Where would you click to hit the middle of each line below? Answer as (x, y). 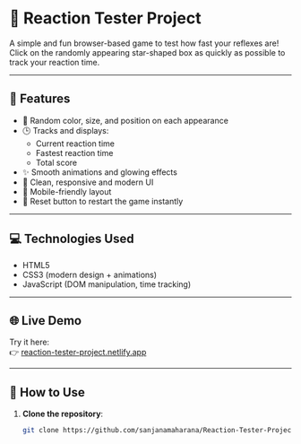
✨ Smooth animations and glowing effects (99, 172)
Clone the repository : (63, 414)
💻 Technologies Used (72, 239)
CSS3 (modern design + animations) (90, 274)
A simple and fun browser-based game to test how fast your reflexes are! (144, 43)
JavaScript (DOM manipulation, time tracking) (107, 284)
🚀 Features (40, 99)
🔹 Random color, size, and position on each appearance (125, 120)
